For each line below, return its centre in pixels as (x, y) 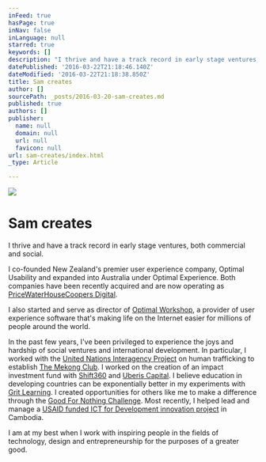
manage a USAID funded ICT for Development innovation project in (118, 409)
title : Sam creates (40, 81)
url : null (31, 140)
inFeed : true (30, 15)
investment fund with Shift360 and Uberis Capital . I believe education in (125, 376)
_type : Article (33, 163)
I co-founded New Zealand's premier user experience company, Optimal (126, 269)
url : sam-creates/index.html (56, 155)
